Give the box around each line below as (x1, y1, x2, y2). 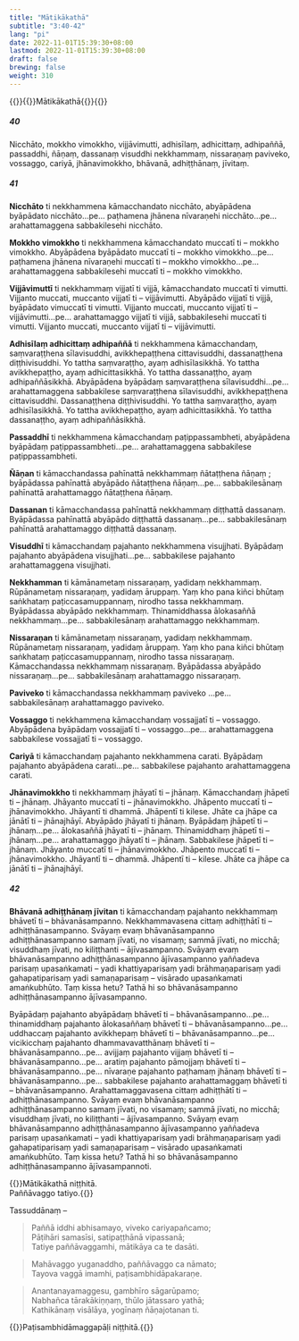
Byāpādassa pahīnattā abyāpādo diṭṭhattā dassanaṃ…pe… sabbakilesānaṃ (9, 513, 287, 524)
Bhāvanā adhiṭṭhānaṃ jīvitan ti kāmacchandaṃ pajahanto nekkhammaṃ (9, 906, 278, 916)
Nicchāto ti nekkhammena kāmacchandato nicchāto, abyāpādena (9, 200, 252, 211)
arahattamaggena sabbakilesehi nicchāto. (9, 220, 163, 231)
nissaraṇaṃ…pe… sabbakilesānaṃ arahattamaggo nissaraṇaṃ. (9, 670, 242, 680)
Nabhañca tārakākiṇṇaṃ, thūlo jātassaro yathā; (30, 1295, 205, 1305)
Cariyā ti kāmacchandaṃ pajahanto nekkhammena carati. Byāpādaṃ (9, 750, 263, 761)
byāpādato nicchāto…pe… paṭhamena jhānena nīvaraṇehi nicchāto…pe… (9, 210, 278, 221)
